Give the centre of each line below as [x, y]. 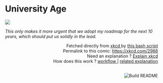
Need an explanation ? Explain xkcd [122, 56]
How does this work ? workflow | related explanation [106, 61]
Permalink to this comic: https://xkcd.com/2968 [110, 51]
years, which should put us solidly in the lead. [51, 36]
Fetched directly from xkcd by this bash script [112, 46]
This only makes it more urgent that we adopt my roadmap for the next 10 [79, 31]
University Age [36, 9]
